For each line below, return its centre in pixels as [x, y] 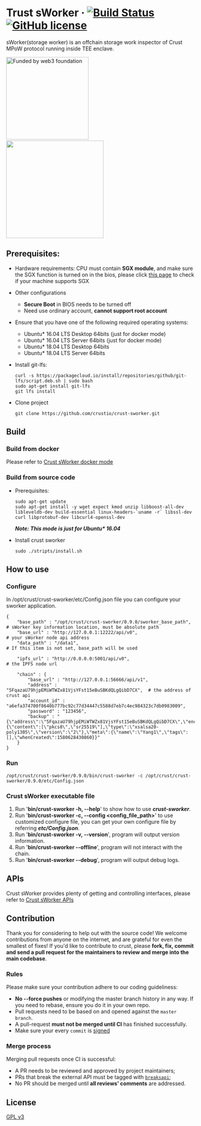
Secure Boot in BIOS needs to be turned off [77, 304]
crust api [19, 696]
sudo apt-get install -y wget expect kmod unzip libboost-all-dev [99, 507]
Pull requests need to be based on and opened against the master [96, 1011]
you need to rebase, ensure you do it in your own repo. [83, 1005]
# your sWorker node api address [48, 638]
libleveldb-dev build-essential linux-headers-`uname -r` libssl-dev [103, 512]
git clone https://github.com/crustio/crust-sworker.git [87, 413]
